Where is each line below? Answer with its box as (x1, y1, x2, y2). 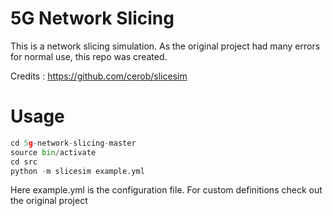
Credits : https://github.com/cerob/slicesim (10, 70, 188, 82)
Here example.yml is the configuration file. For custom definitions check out (10, 184, 323, 196)
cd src (10, 157, 38, 167)
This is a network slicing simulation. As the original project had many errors (10, 40, 321, 52)
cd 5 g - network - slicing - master (10, 138, 137, 148)
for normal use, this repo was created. (10, 50, 168, 62)
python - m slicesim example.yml (10, 166, 145, 176)
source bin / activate (10, 147, 97, 157)
